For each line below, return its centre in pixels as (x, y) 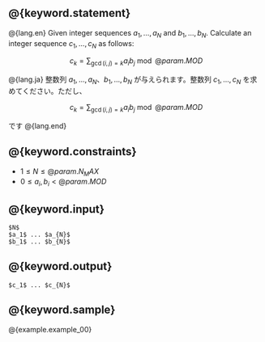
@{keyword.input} (57, 209)
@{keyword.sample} (62, 310)
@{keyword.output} (60, 266)
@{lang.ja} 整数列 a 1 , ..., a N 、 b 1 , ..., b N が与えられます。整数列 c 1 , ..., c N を (129, 80)
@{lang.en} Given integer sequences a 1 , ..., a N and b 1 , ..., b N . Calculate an (130, 34)
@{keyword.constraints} (73, 152)
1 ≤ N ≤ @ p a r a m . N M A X (60, 172)
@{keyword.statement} (70, 13)
